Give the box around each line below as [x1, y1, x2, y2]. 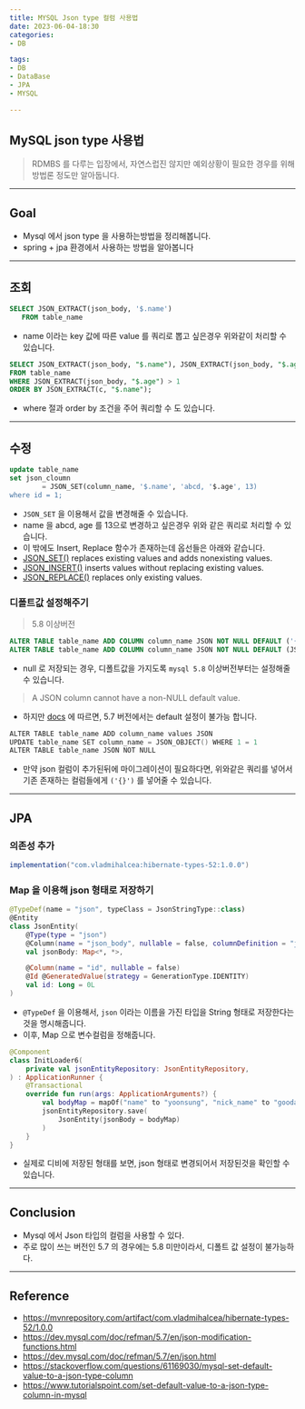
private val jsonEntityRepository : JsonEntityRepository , [25, 1064, 250, 1074]
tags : [9, 55, 30, 65]
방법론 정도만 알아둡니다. [31, 170, 120, 181]
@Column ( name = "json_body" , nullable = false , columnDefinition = [25, 938, 286, 948]
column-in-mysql [22, 1390, 88, 1401]
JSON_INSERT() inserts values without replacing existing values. [22, 562, 265, 573]
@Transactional [25, 1081, 84, 1091]
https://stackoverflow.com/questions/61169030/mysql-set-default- [22, 1361, 273, 1372]
